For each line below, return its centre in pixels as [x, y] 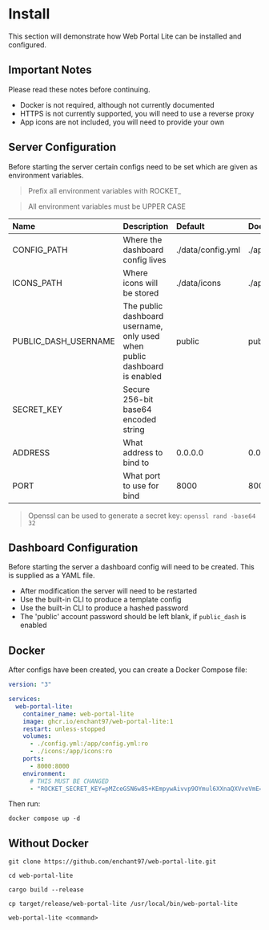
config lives [145, 259]
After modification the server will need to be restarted [108, 591]
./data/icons [199, 283]
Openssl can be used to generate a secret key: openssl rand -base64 [142, 516]
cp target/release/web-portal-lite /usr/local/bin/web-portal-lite [123, 904]
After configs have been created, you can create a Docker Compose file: [128, 670]
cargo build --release [46, 890]
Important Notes [50, 70]
